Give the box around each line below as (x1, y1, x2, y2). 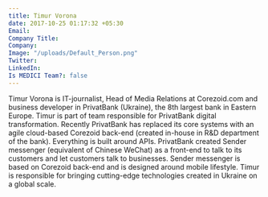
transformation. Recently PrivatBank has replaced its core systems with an (8, 119, 254, 129)
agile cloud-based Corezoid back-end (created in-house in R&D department (8, 128, 259, 137)
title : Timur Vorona (8, 11, 78, 20)
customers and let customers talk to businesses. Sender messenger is (8, 154, 241, 163)
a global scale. (8, 179, 57, 189)
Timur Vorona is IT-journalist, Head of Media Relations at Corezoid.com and (8, 93, 258, 103)
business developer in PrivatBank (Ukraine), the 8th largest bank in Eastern (8, 102, 257, 112)
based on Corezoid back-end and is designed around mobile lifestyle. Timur (8, 162, 260, 171)
